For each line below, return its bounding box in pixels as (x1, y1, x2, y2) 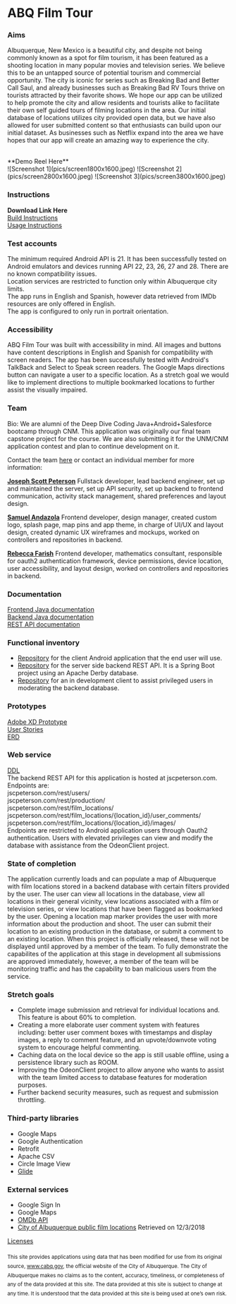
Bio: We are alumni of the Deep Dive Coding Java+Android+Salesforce (7, 419, 212, 428)
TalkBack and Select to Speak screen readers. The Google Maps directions (7, 363, 225, 372)
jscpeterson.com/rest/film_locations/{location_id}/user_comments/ (7, 811, 201, 819)
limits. (7, 284, 25, 294)
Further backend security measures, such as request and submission (17, 1088, 218, 1097)
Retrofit (17, 1145, 39, 1153)
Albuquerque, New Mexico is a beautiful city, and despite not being (7, 46, 202, 54)
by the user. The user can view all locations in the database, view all (7, 890, 205, 898)
